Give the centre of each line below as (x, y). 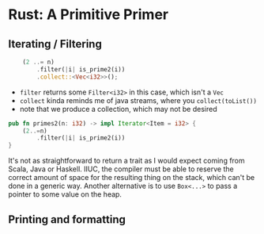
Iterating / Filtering (55, 44)
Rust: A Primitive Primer (88, 15)
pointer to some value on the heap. (65, 194)
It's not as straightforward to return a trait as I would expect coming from (126, 161)
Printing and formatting (67, 219)
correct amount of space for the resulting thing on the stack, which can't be (132, 178)
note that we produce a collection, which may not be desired (118, 109)
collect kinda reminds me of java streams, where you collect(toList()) (138, 100)
